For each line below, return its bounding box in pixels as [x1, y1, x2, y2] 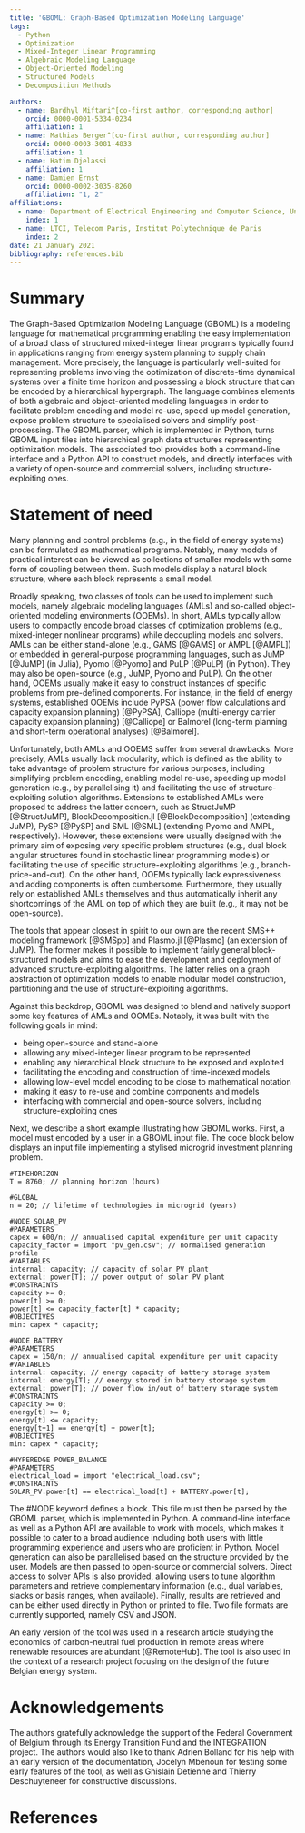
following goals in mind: [9, 1020, 98, 1031]
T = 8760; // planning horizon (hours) [9, 1177, 161, 1186]
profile [9, 1249, 39, 1258]
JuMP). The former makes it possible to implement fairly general [9, 945, 251, 956]
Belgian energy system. [9, 1666, 98, 1677]
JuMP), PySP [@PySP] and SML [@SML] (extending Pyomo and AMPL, [9, 821, 275, 832]
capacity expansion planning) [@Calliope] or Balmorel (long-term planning [9, 717, 288, 728]
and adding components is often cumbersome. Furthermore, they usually [9, 878, 283, 890]
